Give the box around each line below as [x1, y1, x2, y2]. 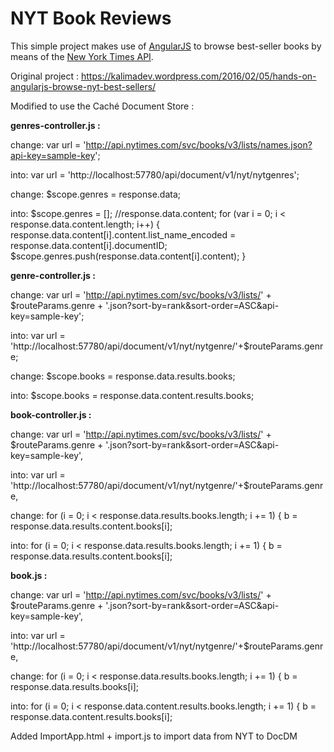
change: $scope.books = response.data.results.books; [10, 370, 236, 382]
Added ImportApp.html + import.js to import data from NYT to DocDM [10, 730, 298, 742]
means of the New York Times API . [10, 50, 154, 62]
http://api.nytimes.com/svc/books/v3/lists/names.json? [85, 138, 313, 151]
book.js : [10, 569, 48, 581]
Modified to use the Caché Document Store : [10, 100, 195, 112]
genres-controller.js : [10, 119, 101, 131]
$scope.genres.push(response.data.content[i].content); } [10, 250, 247, 262]
